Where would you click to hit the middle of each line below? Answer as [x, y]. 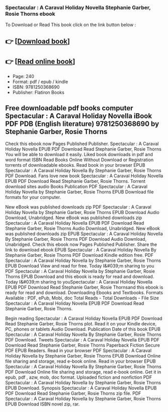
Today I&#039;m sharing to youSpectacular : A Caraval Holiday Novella [79, 282]
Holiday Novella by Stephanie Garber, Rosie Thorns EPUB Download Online [83, 356]
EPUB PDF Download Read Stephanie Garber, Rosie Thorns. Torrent [75, 181]
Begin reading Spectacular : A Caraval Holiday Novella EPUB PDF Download [84, 318]
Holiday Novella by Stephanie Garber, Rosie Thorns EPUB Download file [79, 192]
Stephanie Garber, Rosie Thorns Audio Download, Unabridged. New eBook [82, 229]
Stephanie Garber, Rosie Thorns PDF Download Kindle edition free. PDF [79, 255]
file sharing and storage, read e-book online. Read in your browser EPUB [80, 361]
